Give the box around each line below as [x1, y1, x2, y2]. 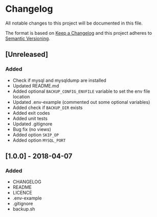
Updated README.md [12, 82, 59, 89]
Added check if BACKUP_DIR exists [12, 104, 83, 111]
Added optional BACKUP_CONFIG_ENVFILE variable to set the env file [12, 88, 150, 94]
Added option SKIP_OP [12, 132, 59, 138]
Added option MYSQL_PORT [12, 137, 66, 143]
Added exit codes [12, 110, 50, 116]
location [12, 93, 30, 100]
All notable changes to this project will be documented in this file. [5, 20, 143, 26]
